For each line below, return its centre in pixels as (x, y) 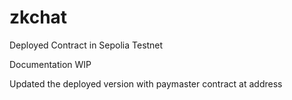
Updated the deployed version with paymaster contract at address (146, 83)
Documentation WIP (50, 64)
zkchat (38, 17)
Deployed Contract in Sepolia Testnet (86, 45)
